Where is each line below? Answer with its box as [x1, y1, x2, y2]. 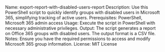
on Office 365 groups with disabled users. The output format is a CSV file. [5, 31, 156, 36]
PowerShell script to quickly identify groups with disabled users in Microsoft [5, 9, 160, 15]
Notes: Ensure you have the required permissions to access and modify [5, 36, 151, 42]
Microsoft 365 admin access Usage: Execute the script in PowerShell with [5, 20, 156, 26]
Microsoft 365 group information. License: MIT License [5, 41, 117, 47]
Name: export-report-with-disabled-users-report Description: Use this [5, 4, 148, 10]
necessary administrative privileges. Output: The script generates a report [5, 25, 156, 31]
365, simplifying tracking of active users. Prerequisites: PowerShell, [5, 15, 143, 20]
